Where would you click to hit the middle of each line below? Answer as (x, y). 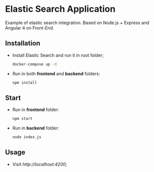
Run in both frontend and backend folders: (56, 73)
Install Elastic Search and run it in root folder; (58, 55)
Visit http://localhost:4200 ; (40, 164)
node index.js (27, 137)
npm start (22, 119)
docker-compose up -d (34, 64)
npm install (24, 83)
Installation (23, 43)
